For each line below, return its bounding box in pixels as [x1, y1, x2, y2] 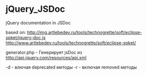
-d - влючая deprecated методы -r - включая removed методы [5, 64, 137, 70]
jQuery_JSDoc [5, 3, 65, 15]
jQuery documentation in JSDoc [5, 20, 71, 26]
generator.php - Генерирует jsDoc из [5, 49, 82, 55]
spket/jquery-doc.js [5, 35, 46, 40]
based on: [5, 29, 26, 35]
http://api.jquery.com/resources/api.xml [5, 54, 87, 60]
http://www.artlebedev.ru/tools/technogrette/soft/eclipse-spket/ [5, 39, 136, 45]
